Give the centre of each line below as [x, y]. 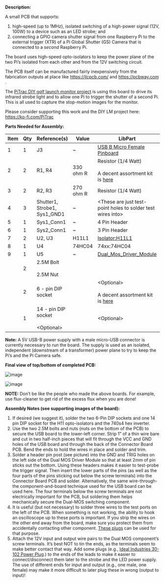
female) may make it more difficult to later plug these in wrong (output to [85, 570]
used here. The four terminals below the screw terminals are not [77, 491]
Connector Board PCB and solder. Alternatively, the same [70, 481]
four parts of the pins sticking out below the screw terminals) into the [82, 476]
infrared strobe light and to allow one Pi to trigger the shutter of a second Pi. [82, 97]
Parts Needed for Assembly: [35, 126]
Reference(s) [52, 139]
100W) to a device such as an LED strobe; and [59, 31]
